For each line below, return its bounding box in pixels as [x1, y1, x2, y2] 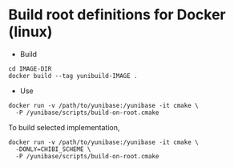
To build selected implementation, [8, 122, 120, 132]
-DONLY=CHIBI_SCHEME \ [15, 145, 91, 154]
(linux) [8, 23, 53, 41]
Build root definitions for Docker [8, 6, 226, 24]
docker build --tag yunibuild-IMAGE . [8, 72, 138, 80]
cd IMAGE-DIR [8, 64, 52, 73]
